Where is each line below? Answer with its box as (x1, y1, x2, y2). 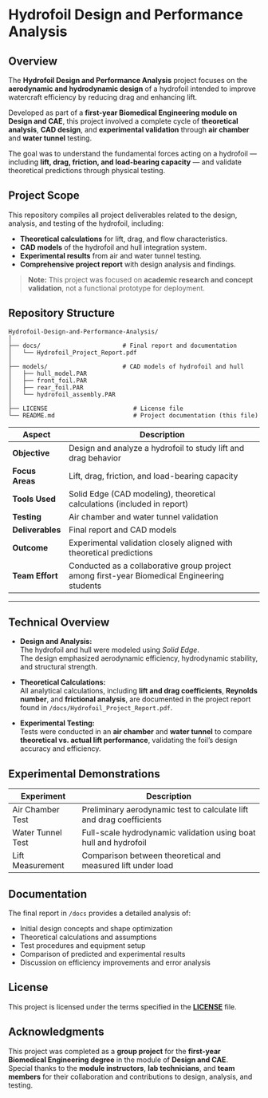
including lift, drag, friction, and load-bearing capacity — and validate (8, 157, 242, 167)
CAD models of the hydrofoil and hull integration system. (19, 242, 207, 252)
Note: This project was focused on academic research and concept (27, 274, 254, 284)
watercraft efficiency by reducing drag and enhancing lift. (8, 93, 198, 101)
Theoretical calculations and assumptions (19, 932, 157, 942)
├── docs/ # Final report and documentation (8, 342, 238, 350)
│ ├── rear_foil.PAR (8, 383, 84, 392)
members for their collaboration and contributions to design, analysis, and (8, 1072, 253, 1081)
